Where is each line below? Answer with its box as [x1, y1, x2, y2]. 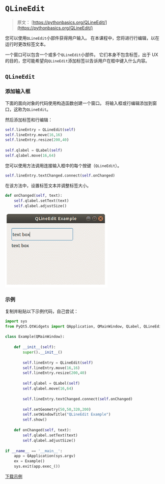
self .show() [23, 417, 48, 423]
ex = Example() [14, 459, 45, 464]
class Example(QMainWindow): [5, 334, 65, 339]
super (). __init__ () [23, 350, 63, 355]
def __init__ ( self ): [14, 345, 56, 350]
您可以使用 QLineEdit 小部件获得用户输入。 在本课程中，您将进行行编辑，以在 [5, 35, 160, 41]
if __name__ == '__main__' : [5, 448, 63, 454]
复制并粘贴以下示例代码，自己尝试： [5, 308, 79, 314]
